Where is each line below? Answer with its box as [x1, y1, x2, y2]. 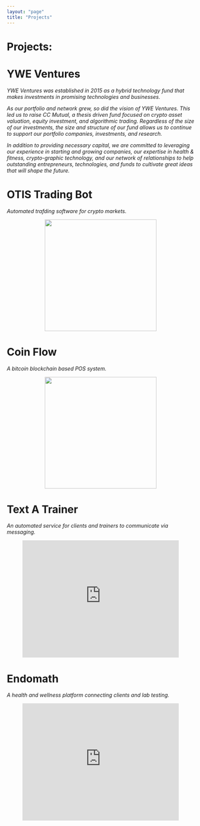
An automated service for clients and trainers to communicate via [7, 522, 168, 529]
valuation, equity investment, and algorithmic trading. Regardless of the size [7, 117, 195, 124]
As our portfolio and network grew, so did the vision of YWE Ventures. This [7, 105, 190, 112]
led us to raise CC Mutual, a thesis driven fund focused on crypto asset [7, 111, 182, 118]
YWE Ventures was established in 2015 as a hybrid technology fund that [7, 87, 185, 94]
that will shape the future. [7, 167, 70, 174]
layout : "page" [7, 8, 45, 15]
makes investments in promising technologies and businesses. [7, 93, 161, 100]
